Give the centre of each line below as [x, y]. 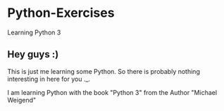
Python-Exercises [61, 13]
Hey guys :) [33, 54]
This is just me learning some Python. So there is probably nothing [104, 71]
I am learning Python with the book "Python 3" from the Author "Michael [112, 92]
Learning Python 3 [34, 32]
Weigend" [22, 100]
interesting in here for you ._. [49, 79]
